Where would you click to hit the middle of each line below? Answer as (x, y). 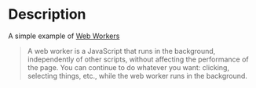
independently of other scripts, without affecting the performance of (138, 59)
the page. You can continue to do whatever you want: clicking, (128, 67)
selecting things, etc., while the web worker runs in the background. (137, 76)
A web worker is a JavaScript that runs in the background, (121, 51)
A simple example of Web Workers (64, 36)
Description (47, 14)
